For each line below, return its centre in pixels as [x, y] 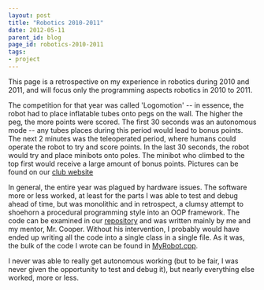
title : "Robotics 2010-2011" [56, 23]
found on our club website [51, 172]
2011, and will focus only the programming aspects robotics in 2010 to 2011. [130, 90]
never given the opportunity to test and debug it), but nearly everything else [131, 269]
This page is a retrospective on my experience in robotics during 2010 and [129, 81]
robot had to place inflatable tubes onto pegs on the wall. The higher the [125, 113]
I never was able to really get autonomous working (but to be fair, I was [123, 261]
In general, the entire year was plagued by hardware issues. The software [128, 187]
